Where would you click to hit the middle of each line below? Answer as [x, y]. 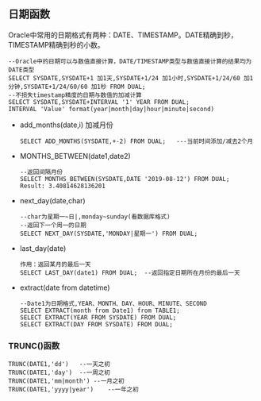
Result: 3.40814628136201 [62, 186]
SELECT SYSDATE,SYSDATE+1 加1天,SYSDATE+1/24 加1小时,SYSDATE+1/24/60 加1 [131, 78]
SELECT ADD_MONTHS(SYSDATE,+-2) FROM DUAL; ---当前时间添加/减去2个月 [136, 141]
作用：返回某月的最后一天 [55, 264]
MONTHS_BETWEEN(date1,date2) [75, 156]
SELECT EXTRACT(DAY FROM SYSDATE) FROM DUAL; [96, 324]
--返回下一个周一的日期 [53, 225]
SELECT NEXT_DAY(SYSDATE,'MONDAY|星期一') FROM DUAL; [109, 233]
